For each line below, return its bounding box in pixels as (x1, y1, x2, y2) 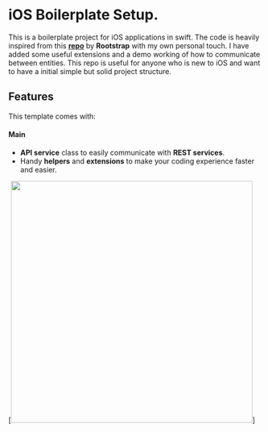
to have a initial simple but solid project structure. (8, 66, 171, 76)
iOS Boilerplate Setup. (8, 6, 159, 24)
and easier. (19, 164, 57, 174)
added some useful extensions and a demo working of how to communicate (8, 49, 261, 59)
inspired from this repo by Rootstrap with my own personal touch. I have (8, 40, 249, 50)
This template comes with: (8, 111, 97, 121)
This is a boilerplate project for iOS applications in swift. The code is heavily (8, 32, 260, 42)
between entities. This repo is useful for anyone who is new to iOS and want (8, 58, 261, 68)
